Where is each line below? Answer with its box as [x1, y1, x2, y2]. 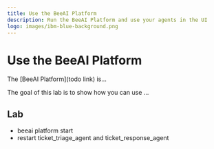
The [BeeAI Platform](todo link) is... [7, 75, 107, 83]
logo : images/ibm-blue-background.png [7, 23, 118, 30]
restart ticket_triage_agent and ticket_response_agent [17, 134, 169, 142]
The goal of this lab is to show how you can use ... [7, 89, 149, 97]
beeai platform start [17, 126, 74, 135]
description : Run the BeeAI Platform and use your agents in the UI [7, 16, 208, 23]
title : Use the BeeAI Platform [7, 10, 97, 17]
